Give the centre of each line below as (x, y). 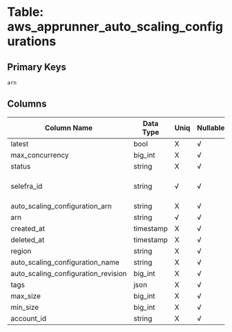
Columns (27, 104)
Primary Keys (37, 67)
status (21, 166)
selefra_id (27, 186)
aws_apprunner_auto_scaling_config (115, 27)
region (21, 251)
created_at (28, 228)
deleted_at (28, 239)
